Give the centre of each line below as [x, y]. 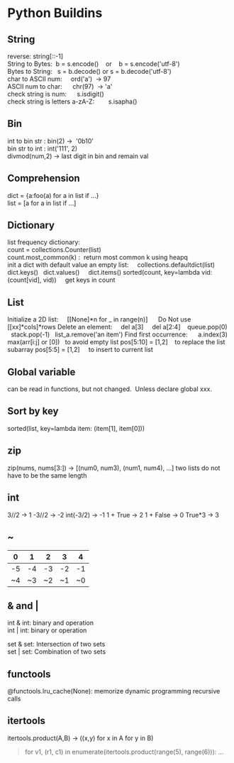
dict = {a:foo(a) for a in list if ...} [53, 195]
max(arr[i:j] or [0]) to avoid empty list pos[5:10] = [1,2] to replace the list [116, 342]
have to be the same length [47, 475]
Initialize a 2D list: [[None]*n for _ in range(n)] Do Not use [99, 319]
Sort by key [33, 411]
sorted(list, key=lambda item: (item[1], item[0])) [76, 428]
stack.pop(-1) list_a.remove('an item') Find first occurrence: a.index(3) [119, 334]
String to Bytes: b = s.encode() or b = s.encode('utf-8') [94, 64]
